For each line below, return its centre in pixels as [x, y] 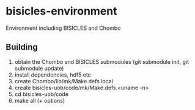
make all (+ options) [40, 100]
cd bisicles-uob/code [41, 94]
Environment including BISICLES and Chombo [63, 28]
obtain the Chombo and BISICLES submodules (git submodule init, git [102, 61]
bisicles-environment [61, 11]
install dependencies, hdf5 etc [53, 75]
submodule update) [39, 68]
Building [22, 47]
